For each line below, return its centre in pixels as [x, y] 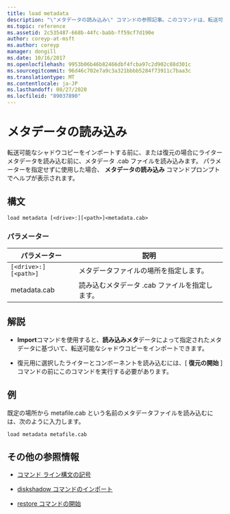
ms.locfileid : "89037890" [44, 97]
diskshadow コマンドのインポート [65, 489]
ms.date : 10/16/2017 [37, 58]
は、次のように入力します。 [46, 421]
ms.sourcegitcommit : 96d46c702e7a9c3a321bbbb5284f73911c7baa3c [99, 70]
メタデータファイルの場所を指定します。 [143, 271]
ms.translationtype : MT [41, 77]
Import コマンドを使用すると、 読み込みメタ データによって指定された [113, 339]
